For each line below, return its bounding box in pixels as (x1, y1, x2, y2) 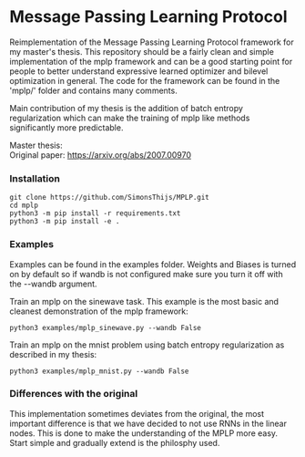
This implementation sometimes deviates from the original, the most (9, 408, 265, 419)
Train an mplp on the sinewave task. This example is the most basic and (9, 296, 280, 306)
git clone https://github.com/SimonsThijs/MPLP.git (9, 193, 209, 203)
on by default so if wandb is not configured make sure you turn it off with (9, 268, 284, 279)
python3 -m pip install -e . (9, 217, 120, 226)
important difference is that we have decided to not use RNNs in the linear (9, 418, 287, 429)
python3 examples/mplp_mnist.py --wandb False (9, 367, 189, 376)
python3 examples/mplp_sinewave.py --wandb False (9, 323, 202, 332)
